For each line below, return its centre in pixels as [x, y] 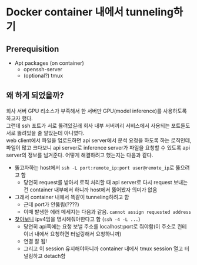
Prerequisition [33, 49]
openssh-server [43, 69]
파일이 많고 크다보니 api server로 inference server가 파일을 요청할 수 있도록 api [98, 147]
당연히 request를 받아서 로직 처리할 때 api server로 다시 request [98, 182]
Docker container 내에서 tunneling [90, 12]
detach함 [55, 256]
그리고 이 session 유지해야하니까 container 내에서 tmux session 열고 [103, 249]
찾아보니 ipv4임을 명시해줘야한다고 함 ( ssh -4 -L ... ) [77, 219]
